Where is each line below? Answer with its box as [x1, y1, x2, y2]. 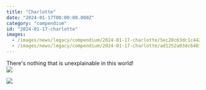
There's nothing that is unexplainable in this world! [6, 59, 134, 67]
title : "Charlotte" [6, 9, 56, 15]
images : [6, 32, 26, 38]
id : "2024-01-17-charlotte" [6, 26, 78, 32]
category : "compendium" [6, 20, 67, 26]
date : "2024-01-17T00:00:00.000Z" [6, 15, 95, 21]
